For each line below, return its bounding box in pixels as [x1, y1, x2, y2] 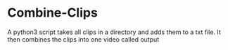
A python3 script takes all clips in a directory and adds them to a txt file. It [7, 28, 222, 36]
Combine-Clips [7, 5, 99, 21]
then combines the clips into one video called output [7, 35, 160, 43]
